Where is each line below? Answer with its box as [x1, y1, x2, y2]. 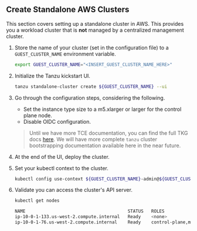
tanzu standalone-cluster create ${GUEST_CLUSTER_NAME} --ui [14, 83, 168, 90]
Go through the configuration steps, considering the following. [14, 94, 165, 101]
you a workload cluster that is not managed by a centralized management [6, 26, 185, 33]
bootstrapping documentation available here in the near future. [29, 142, 181, 149]
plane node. [23, 111, 53, 119]
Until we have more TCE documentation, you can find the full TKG [29, 129, 188, 137]
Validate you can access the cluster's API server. [14, 186, 133, 193]
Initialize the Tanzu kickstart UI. [14, 72, 91, 79]
